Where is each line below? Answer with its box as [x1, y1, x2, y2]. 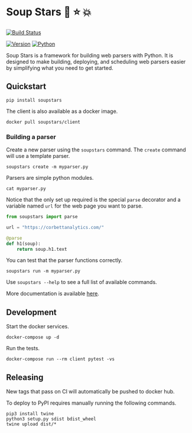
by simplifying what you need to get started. [6, 64, 113, 72]
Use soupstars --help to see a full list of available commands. [6, 279, 158, 286]
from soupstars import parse [6, 214, 78, 220]
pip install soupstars [6, 97, 62, 103]
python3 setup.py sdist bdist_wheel [6, 416, 96, 422]
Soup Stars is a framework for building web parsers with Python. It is [6, 51, 174, 59]
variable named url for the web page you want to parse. [6, 202, 143, 209]
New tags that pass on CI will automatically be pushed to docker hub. [6, 388, 175, 395]
